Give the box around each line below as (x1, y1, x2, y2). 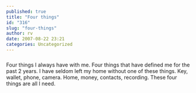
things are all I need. (6, 80, 56, 87)
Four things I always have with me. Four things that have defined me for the (6, 61, 190, 68)
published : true (6, 8, 46, 15)
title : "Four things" (6, 14, 60, 20)
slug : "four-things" (6, 25, 57, 31)
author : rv (6, 31, 33, 36)
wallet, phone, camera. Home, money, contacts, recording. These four (6, 74, 178, 81)
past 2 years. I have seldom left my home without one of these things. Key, (6, 67, 188, 74)
